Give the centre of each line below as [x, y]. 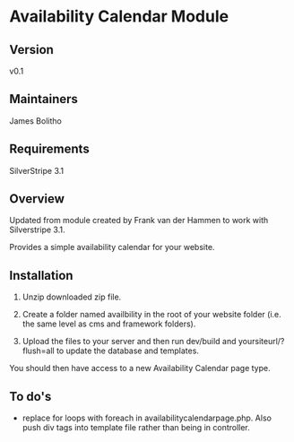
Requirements [49, 149]
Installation [41, 275]
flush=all [39, 351]
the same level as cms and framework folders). [109, 324]
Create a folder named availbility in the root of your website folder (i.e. [152, 315]
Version [31, 50]
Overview [37, 199]
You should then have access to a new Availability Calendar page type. [140, 368]
